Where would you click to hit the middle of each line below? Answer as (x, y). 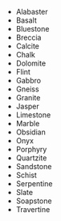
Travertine (33, 209)
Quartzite (31, 158)
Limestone (33, 115)
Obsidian (31, 132)
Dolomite (31, 63)
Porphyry (31, 149)
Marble (28, 123)
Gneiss (27, 89)
